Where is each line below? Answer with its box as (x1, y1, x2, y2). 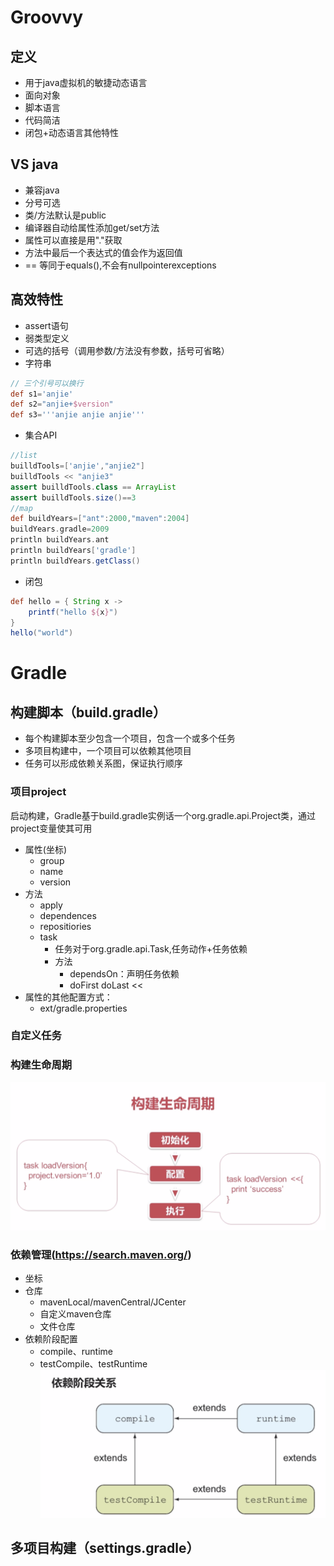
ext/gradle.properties (39, 1002, 128, 1014)
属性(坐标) (24, 843, 68, 855)
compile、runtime (39, 1346, 113, 1358)
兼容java (24, 184, 60, 196)
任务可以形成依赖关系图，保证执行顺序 (24, 757, 183, 770)
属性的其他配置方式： (24, 991, 113, 1003)
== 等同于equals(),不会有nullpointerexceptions (24, 259, 217, 271)
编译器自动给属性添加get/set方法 (24, 221, 160, 233)
